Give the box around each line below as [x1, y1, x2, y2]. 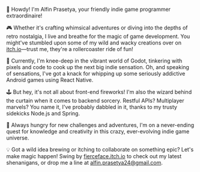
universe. [6, 134, 29, 141]
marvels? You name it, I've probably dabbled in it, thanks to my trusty [6, 103, 177, 111]
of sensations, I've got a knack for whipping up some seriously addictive [6, 70, 186, 77]
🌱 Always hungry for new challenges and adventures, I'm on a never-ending [6, 121, 195, 129]
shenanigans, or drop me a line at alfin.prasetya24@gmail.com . [6, 159, 163, 166]
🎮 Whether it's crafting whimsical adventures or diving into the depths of [6, 24, 188, 31]
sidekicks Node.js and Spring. [6, 110, 80, 117]
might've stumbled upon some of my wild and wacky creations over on [6, 39, 182, 46]
